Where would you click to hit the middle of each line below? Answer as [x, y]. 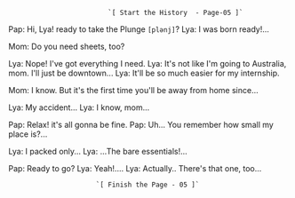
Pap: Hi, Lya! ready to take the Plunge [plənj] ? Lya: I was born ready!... [139, 29]
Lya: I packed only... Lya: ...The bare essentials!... [98, 151]
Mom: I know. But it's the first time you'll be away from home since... [133, 90]
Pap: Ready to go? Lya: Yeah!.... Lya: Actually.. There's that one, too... [135, 168]
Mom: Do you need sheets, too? [67, 46]
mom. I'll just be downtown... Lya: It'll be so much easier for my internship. [144, 73]
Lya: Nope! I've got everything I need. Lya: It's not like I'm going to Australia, [147, 63]
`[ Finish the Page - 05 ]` [147, 185]
